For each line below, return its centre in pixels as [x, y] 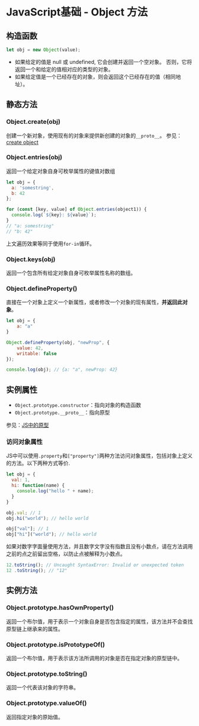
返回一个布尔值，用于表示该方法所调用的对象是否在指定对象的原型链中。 [94, 658]
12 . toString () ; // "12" [37, 571]
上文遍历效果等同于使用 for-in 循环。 [50, 243]
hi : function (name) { [38, 486]
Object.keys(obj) [31, 259]
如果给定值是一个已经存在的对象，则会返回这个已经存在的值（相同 [95, 76]
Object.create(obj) [33, 122]
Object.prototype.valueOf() [46, 703]
